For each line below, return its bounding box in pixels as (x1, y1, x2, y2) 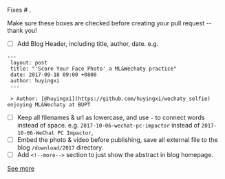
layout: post (10, 60, 48, 67)
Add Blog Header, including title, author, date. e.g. (17, 40, 159, 47)
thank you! (7, 27, 37, 34)
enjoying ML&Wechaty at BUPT (7, 102, 91, 108)
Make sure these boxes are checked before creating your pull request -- (7, 19, 212, 27)
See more (7, 165, 35, 173)
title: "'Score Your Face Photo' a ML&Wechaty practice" (10, 65, 177, 73)
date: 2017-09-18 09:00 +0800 (10, 71, 97, 78)
